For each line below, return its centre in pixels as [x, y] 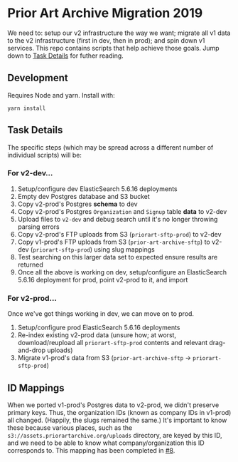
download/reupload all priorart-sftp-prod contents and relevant [113, 343]
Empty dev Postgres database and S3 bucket [84, 196]
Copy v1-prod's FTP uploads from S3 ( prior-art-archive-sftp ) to [114, 242]
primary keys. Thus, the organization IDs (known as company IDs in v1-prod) [119, 412]
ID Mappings [36, 387]
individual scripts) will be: [44, 155]
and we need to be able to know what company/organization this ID [106, 443]
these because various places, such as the [70, 427]
